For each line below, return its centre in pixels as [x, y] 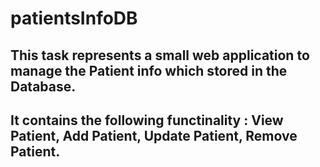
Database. [43, 86]
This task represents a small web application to [160, 55]
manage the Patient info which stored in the [149, 70]
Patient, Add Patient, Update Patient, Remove [154, 135]
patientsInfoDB [74, 18]
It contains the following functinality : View [147, 120]
